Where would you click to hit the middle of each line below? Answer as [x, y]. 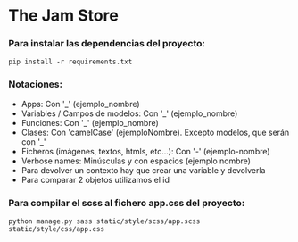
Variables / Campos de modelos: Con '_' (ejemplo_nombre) [129, 113]
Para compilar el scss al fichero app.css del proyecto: [127, 203]
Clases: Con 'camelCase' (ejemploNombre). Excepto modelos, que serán [155, 132]
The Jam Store [64, 16]
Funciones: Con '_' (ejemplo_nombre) [90, 122]
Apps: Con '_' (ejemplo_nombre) [80, 104]
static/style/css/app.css [56, 229]
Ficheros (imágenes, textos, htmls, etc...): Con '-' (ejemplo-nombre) [145, 151]
